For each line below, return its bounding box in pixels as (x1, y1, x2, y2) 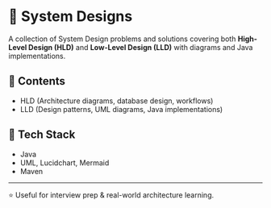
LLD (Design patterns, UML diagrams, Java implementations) (19, 104, 223, 114)
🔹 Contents (8, 74, 66, 88)
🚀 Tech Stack (8, 128, 76, 142)
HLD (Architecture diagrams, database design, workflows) (19, 96, 214, 106)
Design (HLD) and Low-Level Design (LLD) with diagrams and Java (27, 42, 253, 52)
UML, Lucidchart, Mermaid (19, 157, 110, 168)
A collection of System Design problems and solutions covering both (8, 34, 236, 44)
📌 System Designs (8, 7, 133, 26)
